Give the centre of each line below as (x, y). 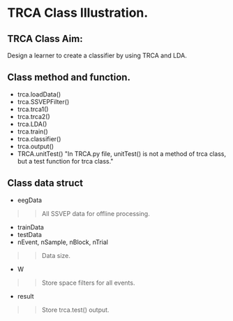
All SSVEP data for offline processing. (96, 213)
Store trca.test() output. (75, 310)
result (25, 296)
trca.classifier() (39, 138)
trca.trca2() (33, 116)
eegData (30, 200)
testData (29, 234)
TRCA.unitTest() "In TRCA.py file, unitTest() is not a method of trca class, (122, 154)
